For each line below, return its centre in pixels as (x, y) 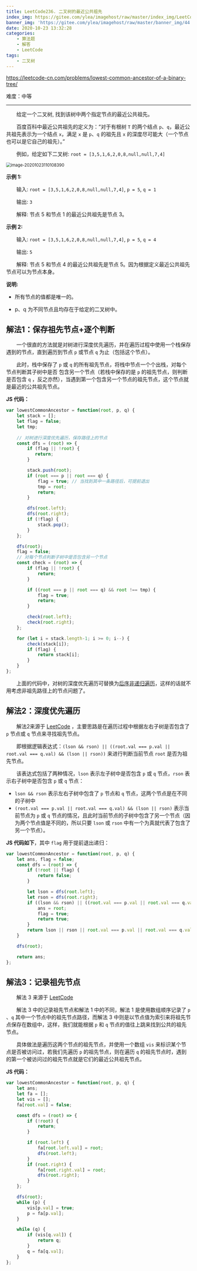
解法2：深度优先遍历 (43, 711)
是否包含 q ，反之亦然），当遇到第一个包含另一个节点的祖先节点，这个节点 (95, 379)
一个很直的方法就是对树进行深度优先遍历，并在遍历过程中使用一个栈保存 (104, 345)
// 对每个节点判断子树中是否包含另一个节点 (62, 557)
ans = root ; (52, 908)
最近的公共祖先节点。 (37, 387)
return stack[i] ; (59, 655)
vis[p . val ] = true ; (51, 1208)
